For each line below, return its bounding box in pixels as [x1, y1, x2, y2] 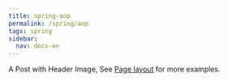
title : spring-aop [8, 11, 71, 20]
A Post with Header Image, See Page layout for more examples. [8, 64, 221, 74]
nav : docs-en [15, 42, 60, 50]
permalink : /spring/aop [8, 19, 89, 28]
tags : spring [8, 27, 53, 35]
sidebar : [8, 34, 38, 43]
